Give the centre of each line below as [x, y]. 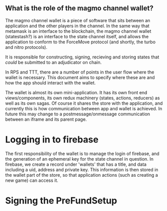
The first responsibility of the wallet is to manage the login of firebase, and [82, 154]
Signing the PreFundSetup [61, 200]
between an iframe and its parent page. [46, 119]
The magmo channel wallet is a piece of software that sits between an [78, 20]
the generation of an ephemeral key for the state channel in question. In [79, 159]
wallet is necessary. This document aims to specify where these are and [80, 77]
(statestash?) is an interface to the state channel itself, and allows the [77, 36]
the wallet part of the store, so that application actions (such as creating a [82, 175]
